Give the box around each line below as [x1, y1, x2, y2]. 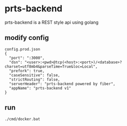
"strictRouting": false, [9, 77, 60, 82]
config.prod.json [4, 46, 41, 52]
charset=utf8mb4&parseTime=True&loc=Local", [4, 64, 98, 69]
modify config [4, 34, 49, 42]
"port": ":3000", [9, 55, 45, 60]
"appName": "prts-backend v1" [9, 85, 71, 90]
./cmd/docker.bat [4, 117, 41, 122]
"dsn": [9, 60, 23, 65]
